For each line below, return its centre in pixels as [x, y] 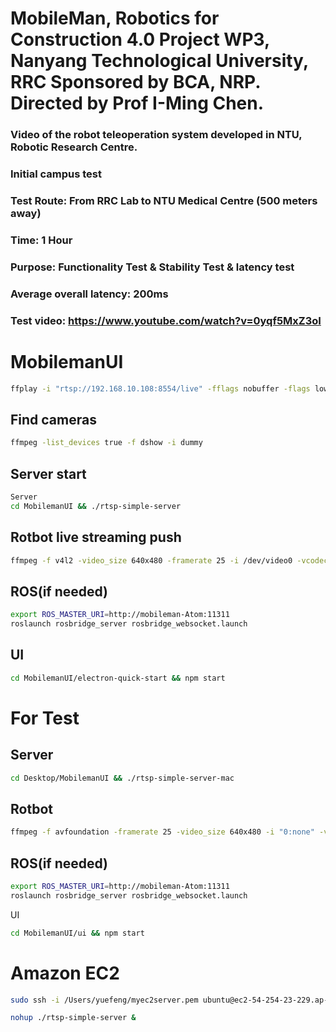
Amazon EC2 [65, 973]
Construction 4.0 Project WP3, [140, 39]
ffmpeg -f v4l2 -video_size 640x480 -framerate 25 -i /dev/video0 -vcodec [169, 560]
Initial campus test [56, 174]
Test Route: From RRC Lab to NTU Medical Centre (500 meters [164, 200]
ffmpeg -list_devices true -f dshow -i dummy [106, 443]
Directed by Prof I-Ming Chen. [137, 103]
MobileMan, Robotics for [115, 18]
